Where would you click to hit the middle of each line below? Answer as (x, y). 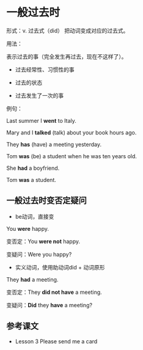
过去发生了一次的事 (39, 95)
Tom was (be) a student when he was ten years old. (72, 156)
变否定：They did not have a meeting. (54, 292)
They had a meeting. (32, 279)
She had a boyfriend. (33, 168)
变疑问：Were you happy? (39, 254)
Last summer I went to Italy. (41, 120)
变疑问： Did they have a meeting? (50, 305)
